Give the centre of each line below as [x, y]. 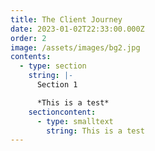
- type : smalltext [75, 121]
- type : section [53, 66]
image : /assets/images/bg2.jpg [75, 47]
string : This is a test [95, 131]
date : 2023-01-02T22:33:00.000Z [77, 29]
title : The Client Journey [66, 19]
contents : [31, 57]
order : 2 [28, 38]
